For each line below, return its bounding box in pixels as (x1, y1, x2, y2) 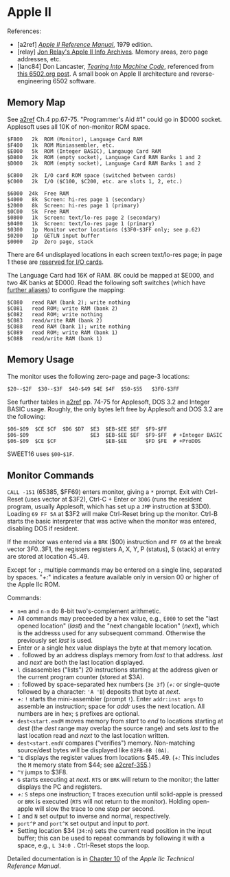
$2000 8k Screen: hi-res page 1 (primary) (7, 202, 139, 209)
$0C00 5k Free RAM (7, 208, 69, 215)
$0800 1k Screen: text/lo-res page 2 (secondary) (7, 214, 161, 221)
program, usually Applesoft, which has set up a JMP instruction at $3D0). (7, 502, 211, 510)
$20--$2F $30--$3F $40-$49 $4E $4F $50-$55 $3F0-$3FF (7, 385, 180, 393)
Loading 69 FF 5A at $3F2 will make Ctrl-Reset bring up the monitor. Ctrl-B (7, 510, 218, 518)
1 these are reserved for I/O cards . (7, 258, 104, 266)
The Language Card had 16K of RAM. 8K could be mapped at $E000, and (7, 271, 214, 279)
